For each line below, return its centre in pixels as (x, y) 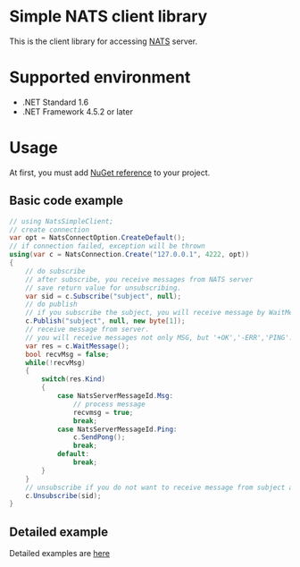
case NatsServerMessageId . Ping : (117, 429)
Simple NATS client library (108, 17)
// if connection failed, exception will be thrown (107, 246)
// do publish (51, 305)
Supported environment (100, 77)
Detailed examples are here (59, 554)
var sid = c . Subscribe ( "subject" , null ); (103, 296)
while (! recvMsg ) (56, 363)
